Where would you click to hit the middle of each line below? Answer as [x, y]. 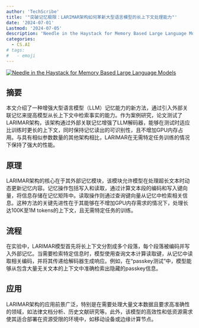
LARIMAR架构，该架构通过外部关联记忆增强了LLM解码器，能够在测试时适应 [98, 123]
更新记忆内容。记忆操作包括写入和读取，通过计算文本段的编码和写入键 [97, 188]
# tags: [16, 50]
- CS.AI [21, 45]
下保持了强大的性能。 [32, 145]
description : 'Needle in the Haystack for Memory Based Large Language [96, 34]
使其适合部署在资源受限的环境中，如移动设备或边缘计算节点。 [81, 319]
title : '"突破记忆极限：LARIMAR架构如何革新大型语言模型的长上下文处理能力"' [92, 17]
